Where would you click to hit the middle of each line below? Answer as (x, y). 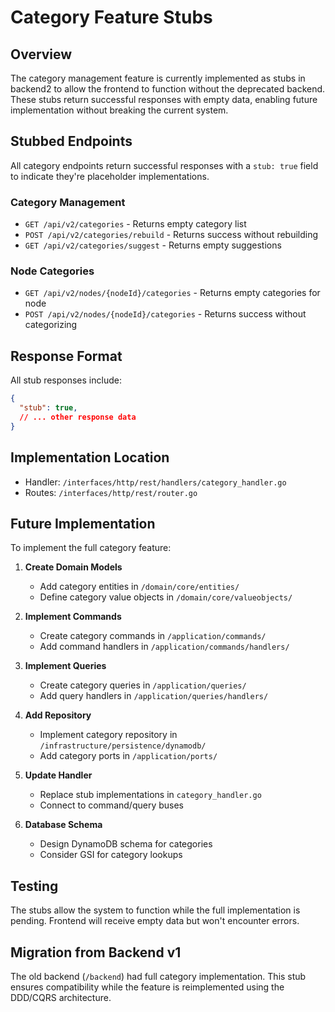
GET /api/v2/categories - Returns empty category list (135, 224)
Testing (34, 886)
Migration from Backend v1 (96, 952)
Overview (41, 54)
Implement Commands (73, 617)
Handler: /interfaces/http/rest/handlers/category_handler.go (155, 482)
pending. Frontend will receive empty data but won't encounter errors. (155, 921)
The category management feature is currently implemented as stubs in (158, 78)
